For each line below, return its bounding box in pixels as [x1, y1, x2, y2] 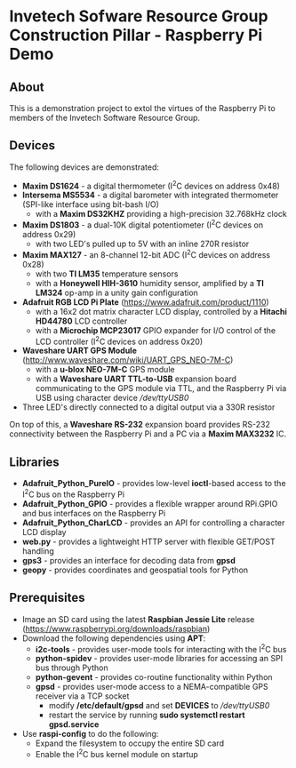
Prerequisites [9, 590, 85, 605]
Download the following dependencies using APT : [21, 633, 206, 644]
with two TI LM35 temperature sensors [35, 268, 179, 279]
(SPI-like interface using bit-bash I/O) [21, 199, 160, 210]
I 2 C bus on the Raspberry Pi [21, 487, 125, 500]
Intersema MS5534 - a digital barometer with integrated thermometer [21, 189, 279, 201]
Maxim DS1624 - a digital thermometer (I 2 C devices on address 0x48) [21, 179, 280, 191]
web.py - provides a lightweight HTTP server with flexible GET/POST [21, 536, 276, 547]
